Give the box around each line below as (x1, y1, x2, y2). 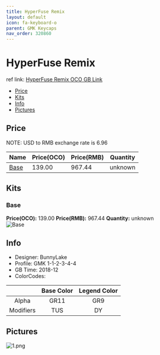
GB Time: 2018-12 (14, 266, 59, 273)
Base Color (41, 287, 73, 295)
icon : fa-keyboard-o (6, 20, 57, 25)
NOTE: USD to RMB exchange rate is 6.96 (6, 139, 108, 146)
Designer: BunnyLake (14, 254, 68, 261)
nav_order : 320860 (6, 31, 52, 37)
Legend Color (79, 287, 119, 295)
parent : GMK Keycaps (6, 25, 57, 31)
